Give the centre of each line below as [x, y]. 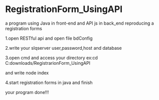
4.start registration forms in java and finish [49, 82]
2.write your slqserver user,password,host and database [63, 48]
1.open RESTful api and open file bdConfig [49, 38]
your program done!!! [27, 92]
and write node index [27, 73]
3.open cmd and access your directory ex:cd [51, 58]
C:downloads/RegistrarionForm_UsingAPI [48, 63]
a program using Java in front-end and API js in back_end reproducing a [79, 23]
